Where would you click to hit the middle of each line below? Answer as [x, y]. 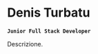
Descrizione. [25, 44]
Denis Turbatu [49, 13]
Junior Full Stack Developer [49, 31]
